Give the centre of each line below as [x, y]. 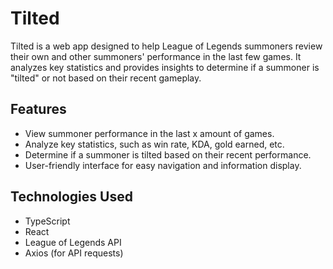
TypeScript [47, 221]
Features [38, 109]
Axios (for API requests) [74, 253]
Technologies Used [71, 197]
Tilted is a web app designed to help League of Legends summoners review [166, 46]
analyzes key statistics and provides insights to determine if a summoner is [165, 67]
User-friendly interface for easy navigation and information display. [163, 165]
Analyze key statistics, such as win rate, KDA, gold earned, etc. [154, 144]
